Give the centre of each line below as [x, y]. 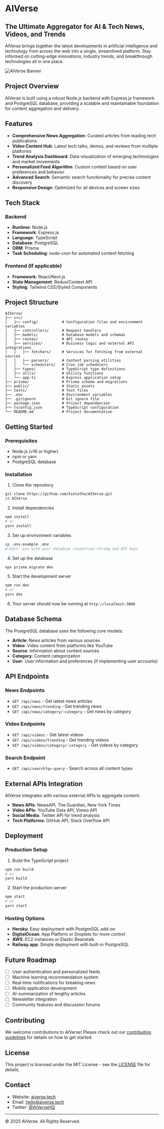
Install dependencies [33, 508]
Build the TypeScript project [40, 860]
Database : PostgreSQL [35, 243]
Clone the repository [33, 485]
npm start [15, 897]
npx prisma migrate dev [29, 567]
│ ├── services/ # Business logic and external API [70, 343]
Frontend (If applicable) [33, 266]
